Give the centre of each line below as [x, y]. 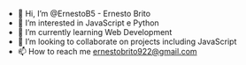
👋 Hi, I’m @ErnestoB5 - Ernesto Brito [84, 14]
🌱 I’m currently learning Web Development [95, 32]
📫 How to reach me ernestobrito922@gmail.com [107, 51]
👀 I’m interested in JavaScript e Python [88, 23]
